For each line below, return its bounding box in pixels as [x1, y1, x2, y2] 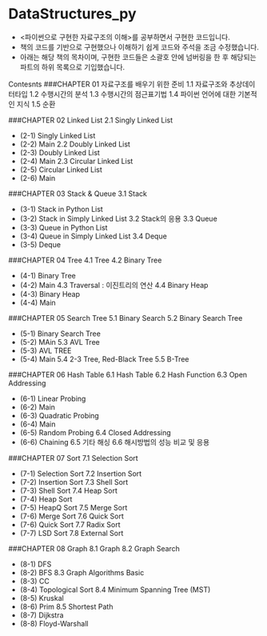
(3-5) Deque [19, 239, 62, 249]
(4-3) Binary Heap [19, 289, 81, 298]
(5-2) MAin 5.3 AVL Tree [19, 337, 100, 346]
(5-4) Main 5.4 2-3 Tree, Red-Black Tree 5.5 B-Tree [19, 354, 189, 364]
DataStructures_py [8, 5, 137, 23]
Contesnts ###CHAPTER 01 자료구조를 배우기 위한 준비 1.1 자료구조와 [8, 79, 228, 89]
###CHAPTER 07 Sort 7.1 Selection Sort [8, 453, 138, 462]
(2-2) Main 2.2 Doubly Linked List [19, 139, 130, 149]
